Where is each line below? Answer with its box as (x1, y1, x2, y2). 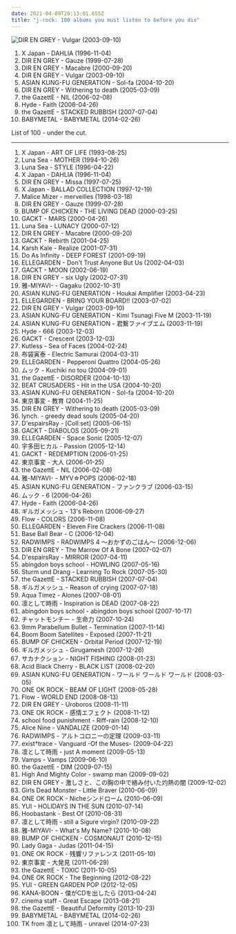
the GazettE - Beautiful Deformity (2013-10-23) (21, 904, 155, 912)
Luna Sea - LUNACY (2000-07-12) (21, 222, 120, 230)
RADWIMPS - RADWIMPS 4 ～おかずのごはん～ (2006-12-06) (21, 537, 197, 546)
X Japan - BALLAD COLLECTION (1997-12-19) (21, 184, 153, 193)
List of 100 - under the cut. (11, 128, 87, 137)
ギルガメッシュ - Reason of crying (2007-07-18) (21, 583, 158, 591)
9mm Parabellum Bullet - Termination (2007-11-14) (21, 622, 165, 631)
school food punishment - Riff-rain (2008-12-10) (21, 716, 159, 724)
